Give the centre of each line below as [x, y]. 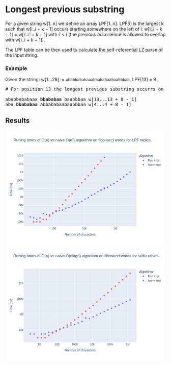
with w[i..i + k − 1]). [25, 40]
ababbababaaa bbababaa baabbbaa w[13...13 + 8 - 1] [71, 100]
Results [18, 120]
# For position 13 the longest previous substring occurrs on [84, 89]
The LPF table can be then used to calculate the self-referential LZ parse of [84, 50]
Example [16, 68]
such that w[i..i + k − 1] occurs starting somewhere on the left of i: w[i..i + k [84, 29]
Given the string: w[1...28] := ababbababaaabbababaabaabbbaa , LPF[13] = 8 [81, 80]
